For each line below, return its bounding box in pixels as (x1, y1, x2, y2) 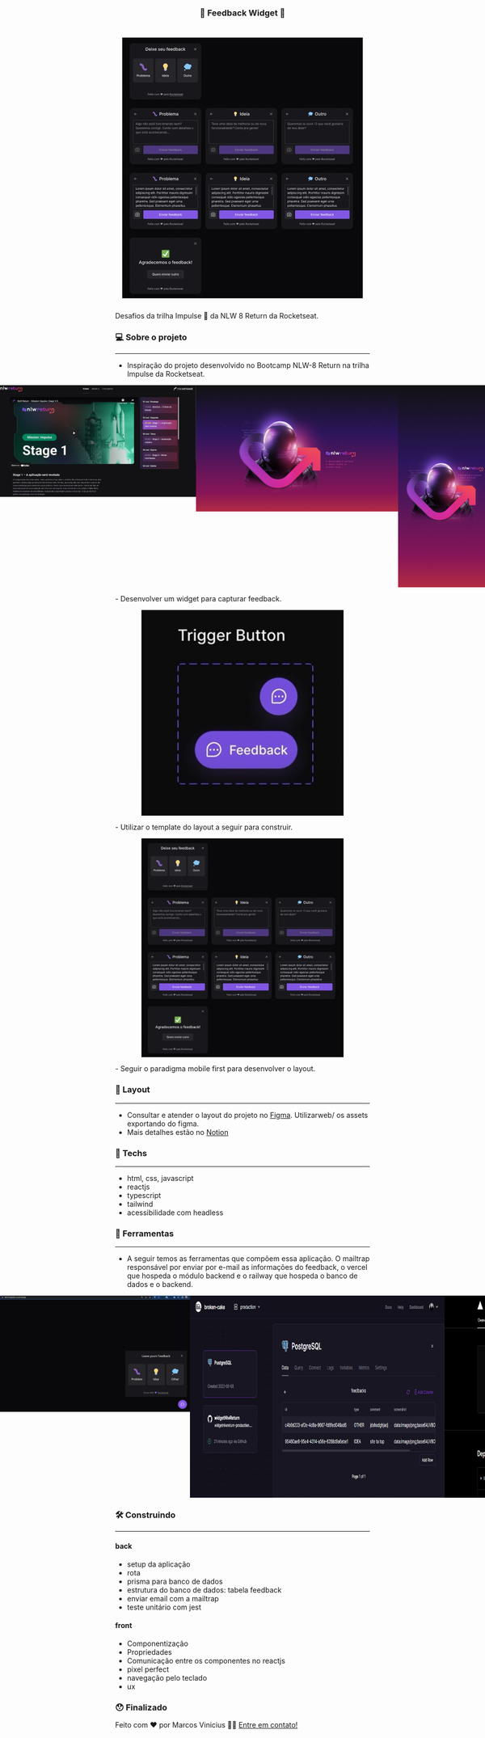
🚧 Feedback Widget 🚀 (199, 7, 286, 19)
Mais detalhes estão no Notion (126, 1127, 230, 1137)
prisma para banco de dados (126, 1576, 223, 1586)
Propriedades (126, 1647, 173, 1656)
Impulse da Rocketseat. (126, 369, 205, 379)
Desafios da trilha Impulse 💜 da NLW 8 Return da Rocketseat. (115, 310, 319, 320)
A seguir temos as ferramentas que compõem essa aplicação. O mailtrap (126, 1254, 370, 1263)
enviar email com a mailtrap (126, 1593, 220, 1603)
